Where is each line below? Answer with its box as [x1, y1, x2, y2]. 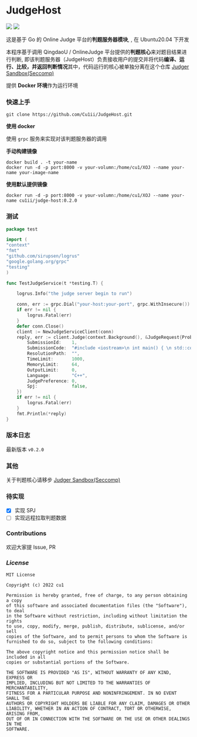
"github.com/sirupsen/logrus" [6, 254, 80, 259]
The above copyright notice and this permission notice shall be [6, 649, 169, 655]
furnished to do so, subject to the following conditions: [6, 639, 154, 645]
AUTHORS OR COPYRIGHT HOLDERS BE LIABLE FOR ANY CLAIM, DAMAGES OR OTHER [6, 701, 191, 706]
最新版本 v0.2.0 [6, 445, 44, 453]
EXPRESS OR [6, 675, 33, 681]
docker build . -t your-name [6, 159, 77, 165]
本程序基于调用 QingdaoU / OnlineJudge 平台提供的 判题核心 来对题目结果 [6, 48, 182, 55]
